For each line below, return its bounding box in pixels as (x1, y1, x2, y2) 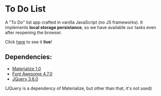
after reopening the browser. (5, 29, 62, 35)
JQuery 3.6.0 (12, 76, 38, 82)
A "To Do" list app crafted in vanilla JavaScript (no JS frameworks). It (5, 19, 143, 25)
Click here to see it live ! (5, 39, 52, 44)
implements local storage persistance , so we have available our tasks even (5, 24, 157, 30)
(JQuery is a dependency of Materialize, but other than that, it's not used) (5, 85, 152, 91)
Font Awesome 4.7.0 (12, 71, 53, 77)
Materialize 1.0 (12, 66, 41, 71)
